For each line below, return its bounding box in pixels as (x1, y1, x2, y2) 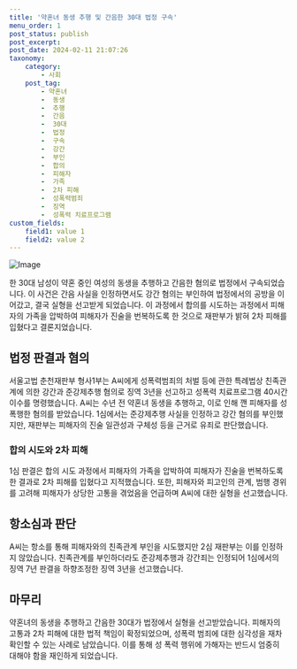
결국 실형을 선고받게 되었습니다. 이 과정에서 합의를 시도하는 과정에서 (34, 300, 269, 311)
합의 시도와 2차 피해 (9, 443, 88, 456)
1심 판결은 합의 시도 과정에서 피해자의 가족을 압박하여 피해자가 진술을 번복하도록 (9, 465, 284, 476)
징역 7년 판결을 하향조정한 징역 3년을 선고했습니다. (9, 564, 184, 574)
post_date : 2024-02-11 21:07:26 (9, 46, 128, 55)
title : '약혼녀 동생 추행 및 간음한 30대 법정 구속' (9, 12, 178, 22)
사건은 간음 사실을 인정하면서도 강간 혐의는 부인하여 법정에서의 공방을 (36, 288, 276, 299)
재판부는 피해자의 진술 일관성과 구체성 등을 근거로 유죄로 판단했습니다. (27, 419, 269, 430)
